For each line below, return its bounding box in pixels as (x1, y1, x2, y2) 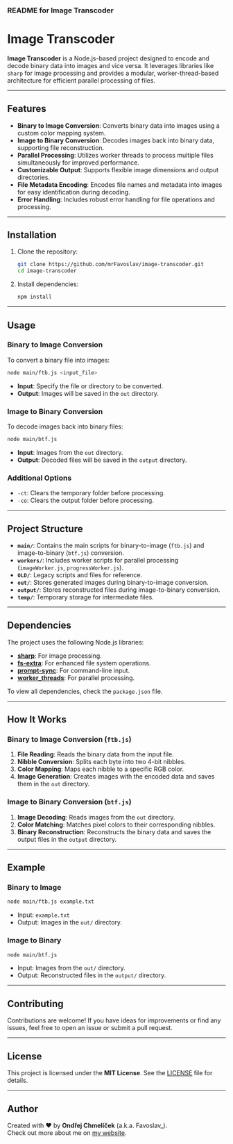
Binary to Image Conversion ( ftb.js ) (7, 735, 132, 745)
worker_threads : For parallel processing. (17, 673, 135, 682)
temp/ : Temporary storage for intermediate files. (17, 592, 154, 601)
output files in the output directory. (17, 835, 117, 843)
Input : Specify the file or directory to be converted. (17, 381, 164, 390)
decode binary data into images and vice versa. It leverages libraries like (7, 61, 214, 69)
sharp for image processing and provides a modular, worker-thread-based (7, 69, 219, 77)
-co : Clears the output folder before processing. (17, 496, 154, 505)
